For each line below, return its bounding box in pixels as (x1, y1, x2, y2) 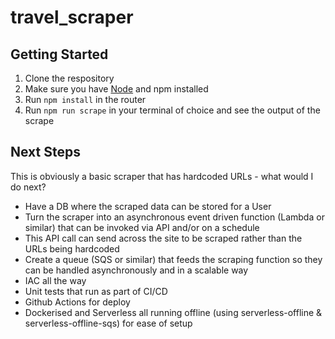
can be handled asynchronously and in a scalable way (24, 264, 249, 276)
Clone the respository (24, 72, 115, 84)
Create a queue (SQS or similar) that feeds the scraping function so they (24, 253, 323, 265)
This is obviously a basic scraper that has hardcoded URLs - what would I (10, 170, 314, 182)
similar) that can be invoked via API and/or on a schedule (24, 221, 260, 233)
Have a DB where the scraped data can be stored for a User (24, 200, 272, 212)
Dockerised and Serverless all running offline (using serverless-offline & (24, 306, 323, 318)
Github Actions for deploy (24, 296, 131, 308)
